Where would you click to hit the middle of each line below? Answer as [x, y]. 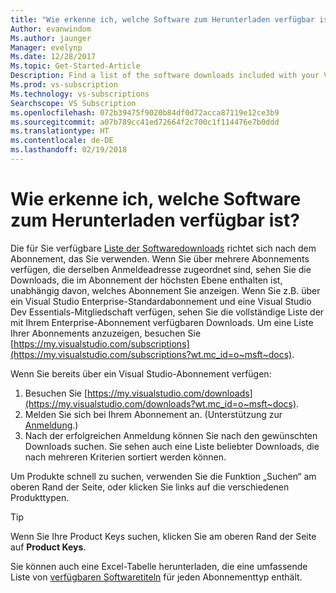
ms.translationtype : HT [60, 131]
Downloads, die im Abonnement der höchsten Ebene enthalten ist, [146, 280]
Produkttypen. [40, 497]
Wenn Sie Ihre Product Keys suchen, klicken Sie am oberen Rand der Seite [163, 536]
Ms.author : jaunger [51, 38]
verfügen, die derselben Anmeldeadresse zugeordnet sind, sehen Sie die [161, 269]
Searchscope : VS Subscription [73, 103]
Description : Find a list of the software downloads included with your [165, 76]
